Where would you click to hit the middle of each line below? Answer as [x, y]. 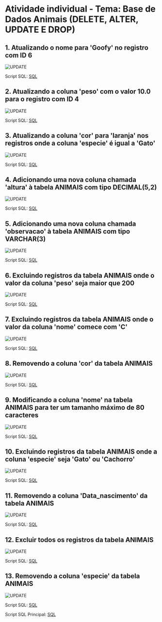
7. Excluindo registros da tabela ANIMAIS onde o [79, 320]
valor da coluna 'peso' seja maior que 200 [70, 283]
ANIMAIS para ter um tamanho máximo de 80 [75, 408]
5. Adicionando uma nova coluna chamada [71, 224]
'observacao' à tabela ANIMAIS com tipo [67, 231]
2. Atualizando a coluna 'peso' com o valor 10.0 [78, 92]
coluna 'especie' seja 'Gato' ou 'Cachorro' [70, 459]
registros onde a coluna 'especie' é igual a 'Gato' [80, 143]
